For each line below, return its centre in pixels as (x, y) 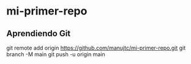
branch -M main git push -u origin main (56, 54)
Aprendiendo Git (39, 34)
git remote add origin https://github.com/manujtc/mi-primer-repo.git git (96, 48)
